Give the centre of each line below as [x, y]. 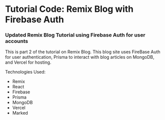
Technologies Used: [25, 72]
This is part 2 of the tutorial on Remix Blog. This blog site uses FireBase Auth [83, 52]
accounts [17, 41]
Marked [20, 113]
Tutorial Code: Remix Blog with [69, 9]
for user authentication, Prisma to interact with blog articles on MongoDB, [80, 57]
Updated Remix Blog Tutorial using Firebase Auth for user [75, 35]
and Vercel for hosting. [28, 62]
